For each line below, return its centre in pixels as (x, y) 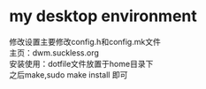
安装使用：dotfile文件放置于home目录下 (81, 63)
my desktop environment (103, 16)
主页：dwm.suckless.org (54, 52)
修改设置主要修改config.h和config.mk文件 (85, 41)
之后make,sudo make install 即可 (69, 74)
